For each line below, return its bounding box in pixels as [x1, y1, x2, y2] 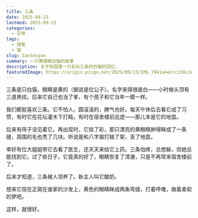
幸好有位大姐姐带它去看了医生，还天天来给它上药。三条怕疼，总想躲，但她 [6, 146, 187, 153]
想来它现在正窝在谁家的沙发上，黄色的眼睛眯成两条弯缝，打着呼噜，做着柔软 [6, 186, 192, 193]
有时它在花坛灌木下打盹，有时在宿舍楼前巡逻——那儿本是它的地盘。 [16, 113, 181, 121]
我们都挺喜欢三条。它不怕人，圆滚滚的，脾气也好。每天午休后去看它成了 [6, 106, 181, 113]
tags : [6, 36, 19, 42]
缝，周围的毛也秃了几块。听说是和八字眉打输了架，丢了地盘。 [6, 134, 156, 141]
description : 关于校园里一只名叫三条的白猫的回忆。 [6, 63, 120, 70]
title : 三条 [6, 8, 34, 15]
